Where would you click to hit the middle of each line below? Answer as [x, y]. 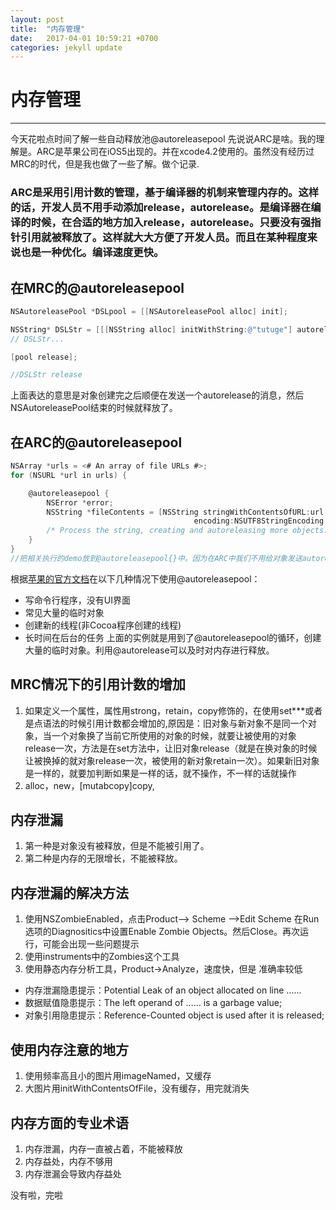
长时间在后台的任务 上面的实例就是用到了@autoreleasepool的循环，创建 [173, 637]
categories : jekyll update [66, 47]
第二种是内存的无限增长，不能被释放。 [103, 858]
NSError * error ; [80, 502]
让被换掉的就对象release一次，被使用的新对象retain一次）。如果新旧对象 [172, 760]
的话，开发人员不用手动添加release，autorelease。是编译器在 [161, 208]
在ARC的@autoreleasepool [96, 442]
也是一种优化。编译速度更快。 [92, 253]
